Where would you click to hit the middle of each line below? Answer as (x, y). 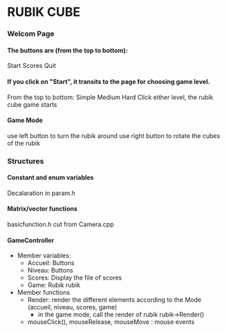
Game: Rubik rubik (54, 285)
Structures (26, 161)
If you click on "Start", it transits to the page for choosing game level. (109, 81)
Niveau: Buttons (51, 271)
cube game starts (32, 104)
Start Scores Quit (32, 66)
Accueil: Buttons (51, 263)
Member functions (44, 293)
